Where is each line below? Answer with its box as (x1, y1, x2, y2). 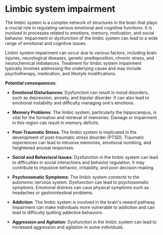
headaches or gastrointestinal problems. (12, 190, 94, 195)
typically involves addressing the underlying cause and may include (5, 65, 142, 71)
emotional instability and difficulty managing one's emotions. (12, 100, 135, 106)
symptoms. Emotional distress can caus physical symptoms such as (12, 184, 149, 190)
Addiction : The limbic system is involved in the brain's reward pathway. (12, 199, 156, 205)
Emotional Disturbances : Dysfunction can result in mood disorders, (12, 89, 149, 95)
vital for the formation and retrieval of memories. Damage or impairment (12, 114, 157, 120)
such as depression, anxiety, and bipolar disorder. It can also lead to (12, 94, 150, 101)
